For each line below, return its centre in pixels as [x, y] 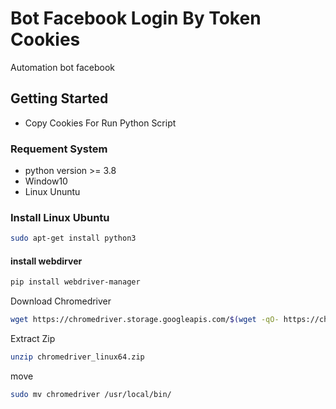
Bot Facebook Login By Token [136, 18]
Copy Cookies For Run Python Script [100, 123]
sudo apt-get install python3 [73, 238]
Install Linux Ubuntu [60, 217]
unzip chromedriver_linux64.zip [77, 357]
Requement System [59, 149]
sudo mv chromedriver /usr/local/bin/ [91, 395]
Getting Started [59, 98]
